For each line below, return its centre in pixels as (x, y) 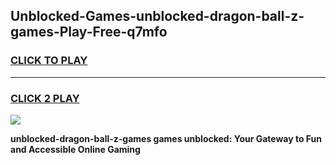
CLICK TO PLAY (49, 61)
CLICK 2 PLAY (45, 98)
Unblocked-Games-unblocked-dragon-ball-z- (157, 16)
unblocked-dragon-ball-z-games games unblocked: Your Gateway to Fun (166, 138)
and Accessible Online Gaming (75, 149)
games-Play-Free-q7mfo (89, 32)
